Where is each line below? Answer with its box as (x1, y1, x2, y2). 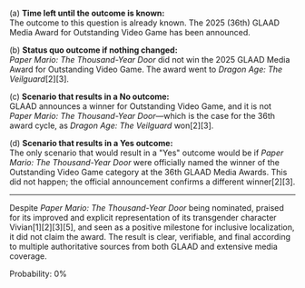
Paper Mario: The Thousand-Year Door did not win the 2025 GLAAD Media (9, 55, 290, 65)
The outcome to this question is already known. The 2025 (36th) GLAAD (9, 17, 280, 28)
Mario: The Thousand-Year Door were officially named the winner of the (9, 157, 280, 167)
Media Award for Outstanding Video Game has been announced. (9, 27, 251, 37)
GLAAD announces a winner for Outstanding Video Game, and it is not (9, 101, 272, 112)
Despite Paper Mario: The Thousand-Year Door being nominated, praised (9, 203, 284, 213)
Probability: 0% (9, 268, 67, 279)
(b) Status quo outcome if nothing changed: (9, 45, 179, 55)
